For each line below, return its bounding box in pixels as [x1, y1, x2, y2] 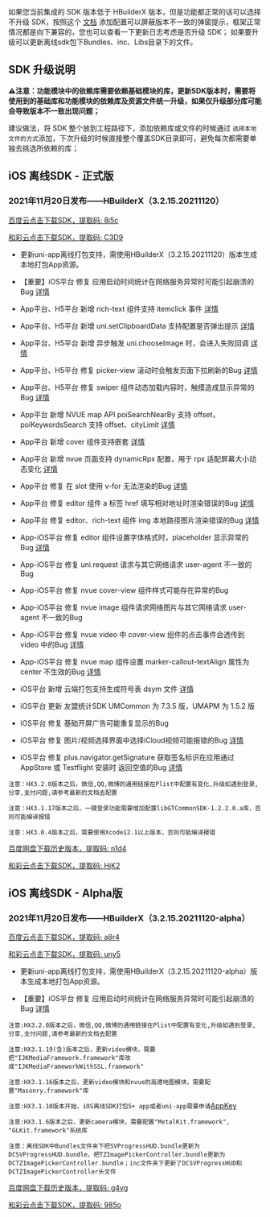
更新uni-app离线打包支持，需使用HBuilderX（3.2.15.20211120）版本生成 [19, 249, 258, 259]
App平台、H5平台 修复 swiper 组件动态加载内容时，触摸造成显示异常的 [19, 382, 255, 392]
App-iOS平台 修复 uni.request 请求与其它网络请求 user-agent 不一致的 [19, 559, 252, 569]
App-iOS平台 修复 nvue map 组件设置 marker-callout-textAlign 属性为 [19, 656, 250, 666]
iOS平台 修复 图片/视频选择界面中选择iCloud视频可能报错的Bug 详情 [19, 735, 244, 745]
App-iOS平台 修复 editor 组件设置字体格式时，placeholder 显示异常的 [19, 532, 249, 542]
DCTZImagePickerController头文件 [8, 1168, 117, 1176]
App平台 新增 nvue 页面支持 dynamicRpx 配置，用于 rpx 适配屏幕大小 [19, 453, 250, 463]
